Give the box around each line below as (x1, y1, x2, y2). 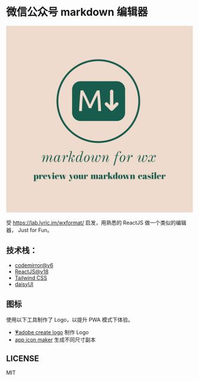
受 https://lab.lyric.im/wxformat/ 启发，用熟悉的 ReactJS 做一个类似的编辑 (6, 219, 187, 226)
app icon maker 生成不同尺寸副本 (14, 336, 96, 343)
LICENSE (6, 353, 40, 363)
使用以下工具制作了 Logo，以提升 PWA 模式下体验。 (6, 316, 133, 323)
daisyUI (14, 280, 34, 287)
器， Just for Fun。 (6, 226, 53, 233)
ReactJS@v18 (14, 268, 49, 275)
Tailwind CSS (14, 274, 47, 281)
